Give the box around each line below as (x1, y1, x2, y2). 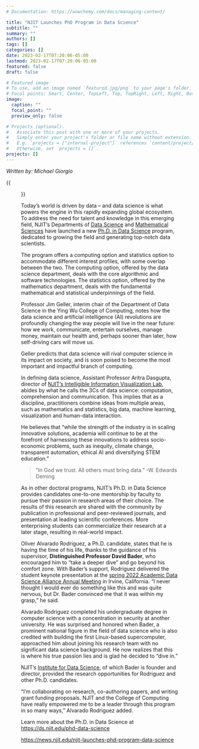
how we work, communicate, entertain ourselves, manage (21, 326, 163, 333)
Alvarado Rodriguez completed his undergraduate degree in (21, 608, 168, 615)
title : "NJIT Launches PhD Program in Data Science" (6, 19, 139, 26)
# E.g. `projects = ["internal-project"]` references (6, 140, 147, 146)
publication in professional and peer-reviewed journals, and (21, 509, 166, 516)
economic (21, 442, 46, 449)
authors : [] (6, 36, 36, 42)
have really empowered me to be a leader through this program (21, 700, 175, 707)
